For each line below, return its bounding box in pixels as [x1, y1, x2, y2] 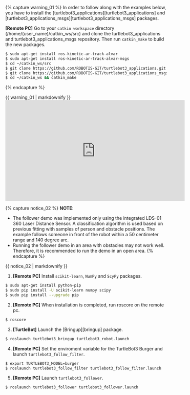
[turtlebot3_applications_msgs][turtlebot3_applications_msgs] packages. [5, 15, 159, 21]
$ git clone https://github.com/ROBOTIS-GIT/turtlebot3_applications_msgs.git [5, 70, 178, 76]
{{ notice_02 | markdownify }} [5, 263, 68, 269]
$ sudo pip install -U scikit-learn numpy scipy [5, 288, 111, 293]
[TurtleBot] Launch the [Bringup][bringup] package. [12, 326, 123, 332]
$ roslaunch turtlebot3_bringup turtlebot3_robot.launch [5, 336, 130, 341]
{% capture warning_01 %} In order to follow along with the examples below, [5, 5, 166, 10]
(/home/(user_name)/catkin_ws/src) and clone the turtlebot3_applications [5, 31, 161, 36]
